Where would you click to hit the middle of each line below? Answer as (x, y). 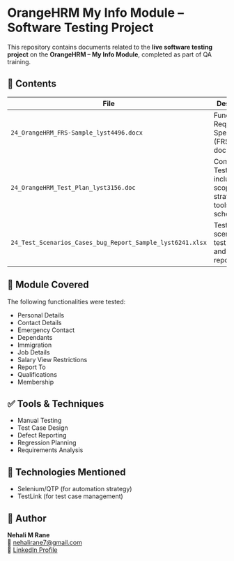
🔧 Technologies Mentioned (67, 472)
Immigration (34, 345)
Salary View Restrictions (52, 359)
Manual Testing (39, 421)
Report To (32, 367)
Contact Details (39, 322)
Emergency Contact (46, 330)
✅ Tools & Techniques (56, 404)
